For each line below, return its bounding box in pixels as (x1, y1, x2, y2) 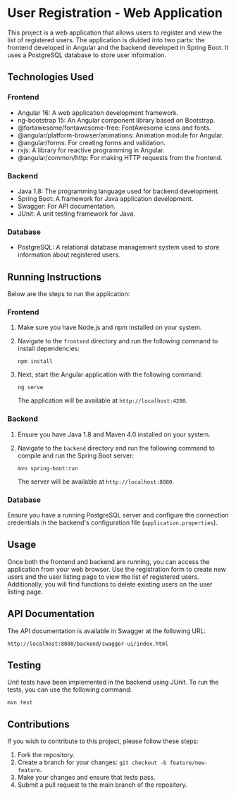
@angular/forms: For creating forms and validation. (17, 138, 166, 147)
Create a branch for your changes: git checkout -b (17, 758, 167, 766)
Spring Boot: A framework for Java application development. (17, 194, 194, 202)
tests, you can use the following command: (7, 685, 132, 694)
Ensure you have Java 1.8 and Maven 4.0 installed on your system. (17, 430, 211, 439)
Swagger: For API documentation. (17, 202, 116, 210)
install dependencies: (17, 344, 80, 353)
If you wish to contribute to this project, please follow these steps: (7, 737, 199, 745)
